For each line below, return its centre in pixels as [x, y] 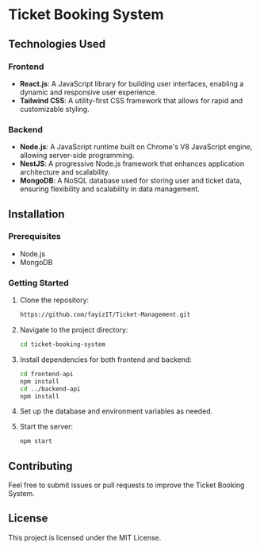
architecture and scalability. [65, 172]
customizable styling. [54, 109]
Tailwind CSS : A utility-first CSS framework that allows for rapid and [131, 100]
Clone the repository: [54, 300]
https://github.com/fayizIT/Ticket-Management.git [105, 315]
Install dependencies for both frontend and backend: [106, 360]
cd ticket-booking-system [62, 344]
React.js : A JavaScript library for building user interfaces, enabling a [132, 83]
